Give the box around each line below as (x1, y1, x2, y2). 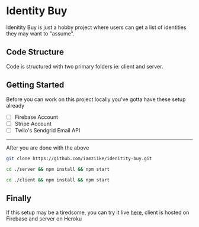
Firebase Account (14, 113, 58, 121)
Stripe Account (14, 120, 52, 127)
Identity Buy (6, 4, 68, 18)
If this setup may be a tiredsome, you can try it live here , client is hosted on (6, 209, 190, 216)
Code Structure (6, 47, 64, 57)
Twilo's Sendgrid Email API (14, 127, 81, 134)
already (6, 102, 25, 109)
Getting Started (6, 80, 65, 90)
